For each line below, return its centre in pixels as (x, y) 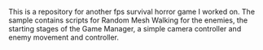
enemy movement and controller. (64, 37)
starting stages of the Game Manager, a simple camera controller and (125, 29)
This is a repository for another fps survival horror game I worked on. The (131, 12)
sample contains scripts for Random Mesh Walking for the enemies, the (128, 20)
